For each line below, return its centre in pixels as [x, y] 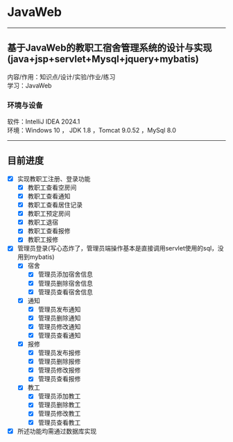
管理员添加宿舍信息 [66, 274]
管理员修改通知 [59, 326]
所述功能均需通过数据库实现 [57, 431]
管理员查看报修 [59, 379]
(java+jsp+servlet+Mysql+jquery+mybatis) [103, 59]
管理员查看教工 [59, 422]
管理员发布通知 [59, 309]
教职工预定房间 [49, 214]
